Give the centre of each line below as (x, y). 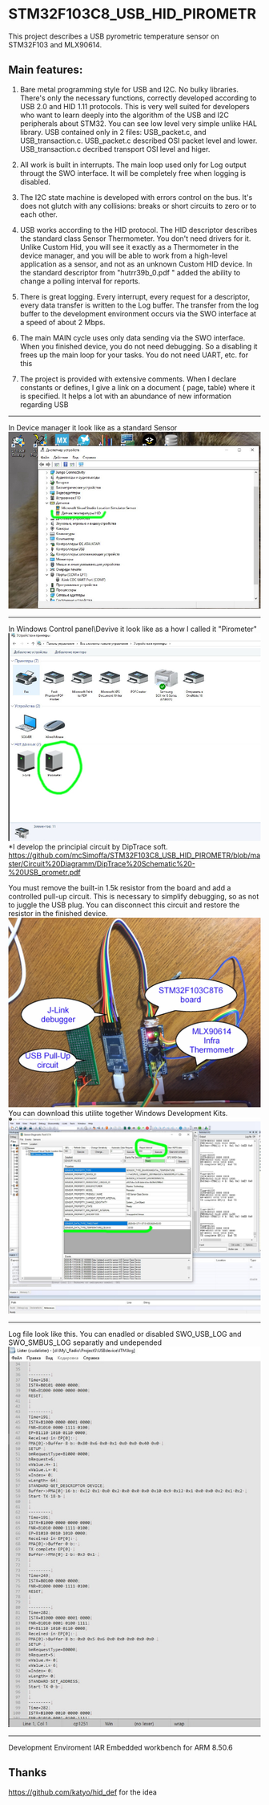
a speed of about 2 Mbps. (62, 322)
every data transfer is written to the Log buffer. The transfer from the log (139, 305)
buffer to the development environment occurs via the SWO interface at (138, 313)
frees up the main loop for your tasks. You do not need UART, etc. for (134, 355)
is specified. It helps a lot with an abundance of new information (126, 396)
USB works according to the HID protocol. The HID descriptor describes (139, 230)
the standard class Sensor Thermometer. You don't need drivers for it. (135, 238)
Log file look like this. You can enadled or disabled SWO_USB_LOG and (125, 1334)
